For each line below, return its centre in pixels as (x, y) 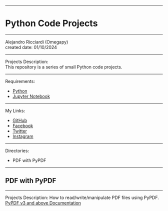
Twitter (20, 131)
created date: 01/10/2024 (31, 47)
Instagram (23, 136)
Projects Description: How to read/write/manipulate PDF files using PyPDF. (82, 197)
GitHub (20, 120)
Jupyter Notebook (31, 96)
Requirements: (20, 81)
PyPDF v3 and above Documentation (43, 202)
